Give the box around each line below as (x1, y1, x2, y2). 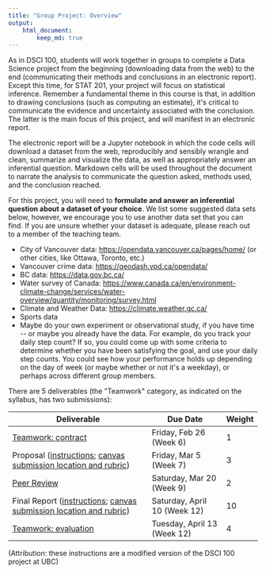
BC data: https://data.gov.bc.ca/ (19, 270, 125, 280)
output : (8, 19, 34, 27)
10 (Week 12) (151, 505, 204, 516)
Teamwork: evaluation (12, 523, 94, 534)
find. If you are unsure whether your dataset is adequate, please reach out (8, 221, 251, 231)
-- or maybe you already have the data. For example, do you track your (19, 329, 252, 339)
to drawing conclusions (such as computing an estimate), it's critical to (8, 98, 239, 107)
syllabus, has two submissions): (8, 395, 112, 404)
